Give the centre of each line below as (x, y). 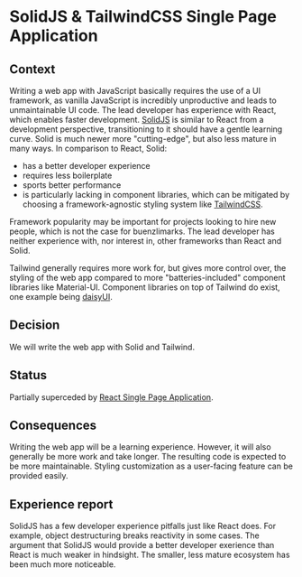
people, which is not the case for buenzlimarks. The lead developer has (142, 231)
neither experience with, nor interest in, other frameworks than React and (146, 241)
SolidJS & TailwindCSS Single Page (143, 17)
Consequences (53, 426)
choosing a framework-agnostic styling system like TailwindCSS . (142, 204)
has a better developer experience (86, 166)
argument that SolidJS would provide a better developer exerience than (142, 545)
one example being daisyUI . (61, 297)
